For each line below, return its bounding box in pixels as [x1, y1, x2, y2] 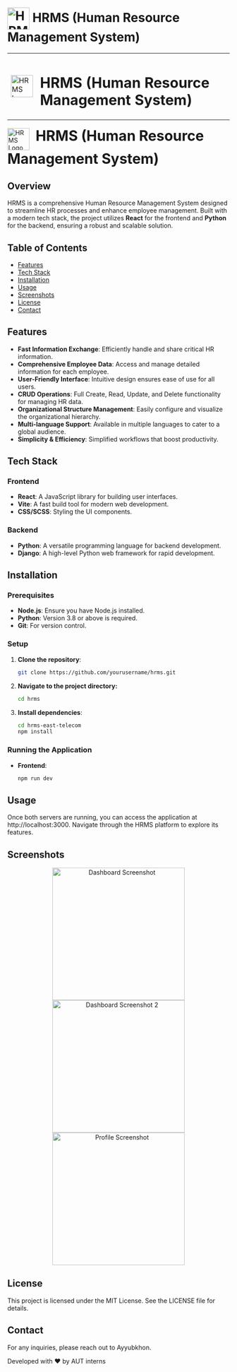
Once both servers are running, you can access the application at [7, 813, 197, 822]
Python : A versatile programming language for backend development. [17, 541, 221, 550]
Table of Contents [7, 242, 88, 254]
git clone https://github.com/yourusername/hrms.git [17, 668, 176, 676]
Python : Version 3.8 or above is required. [17, 614, 138, 622]
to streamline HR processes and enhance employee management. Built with [7, 206, 227, 215]
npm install [17, 728, 53, 735]
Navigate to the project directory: [17, 682, 118, 690]
